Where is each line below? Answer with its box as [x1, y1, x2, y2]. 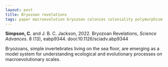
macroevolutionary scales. [5, 56, 61, 62]
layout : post [5, 7, 33, 13]
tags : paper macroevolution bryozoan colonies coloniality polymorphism [5, 17, 163, 22]
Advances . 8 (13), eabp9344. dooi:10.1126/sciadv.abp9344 [5, 36, 128, 42]
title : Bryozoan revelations [5, 12, 67, 17]
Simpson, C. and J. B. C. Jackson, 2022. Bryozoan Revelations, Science [5, 31, 157, 37]
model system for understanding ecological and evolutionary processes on [5, 51, 162, 57]
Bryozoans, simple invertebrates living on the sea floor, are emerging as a [5, 46, 160, 52]
